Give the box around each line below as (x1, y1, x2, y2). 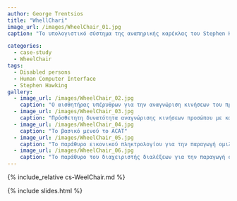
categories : (7, 43, 42, 50)
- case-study (13, 49, 52, 56)
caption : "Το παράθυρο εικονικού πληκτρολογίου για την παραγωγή (20, 141, 217, 148)
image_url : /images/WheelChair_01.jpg (7, 23, 121, 30)
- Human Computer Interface (13, 75, 97, 82)
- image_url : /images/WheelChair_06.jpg (13, 147, 134, 155)
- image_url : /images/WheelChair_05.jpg (13, 134, 134, 141)
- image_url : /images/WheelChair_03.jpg (13, 108, 134, 115)
